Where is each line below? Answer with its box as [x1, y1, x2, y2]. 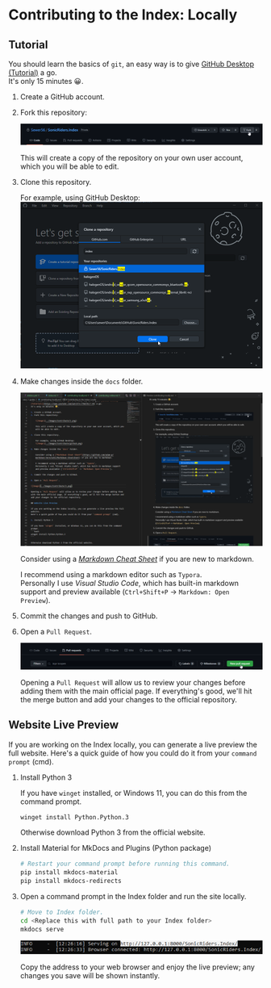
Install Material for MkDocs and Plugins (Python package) [19, 844, 212, 853]
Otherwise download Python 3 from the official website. [19, 827, 206, 837]
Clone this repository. [19, 177, 92, 186]
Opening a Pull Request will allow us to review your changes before [19, 677, 246, 687]
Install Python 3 [19, 772, 73, 782]
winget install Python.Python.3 [19, 813, 129, 821]
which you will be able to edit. [19, 161, 119, 171]
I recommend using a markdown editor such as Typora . [19, 569, 202, 579]
